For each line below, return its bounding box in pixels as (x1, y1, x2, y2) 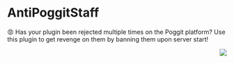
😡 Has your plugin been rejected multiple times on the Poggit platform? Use (7, 28, 226, 36)
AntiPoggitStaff (7, 5, 100, 21)
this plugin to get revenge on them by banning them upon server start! (7, 35, 209, 43)
